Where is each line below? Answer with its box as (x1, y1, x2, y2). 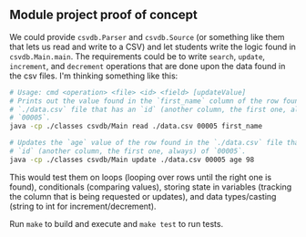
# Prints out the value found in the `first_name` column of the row (9, 96, 280, 106)
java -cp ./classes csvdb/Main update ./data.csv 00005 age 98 (9, 155, 255, 164)
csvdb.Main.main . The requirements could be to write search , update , (9, 50, 266, 62)
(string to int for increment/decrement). (9, 201, 157, 211)
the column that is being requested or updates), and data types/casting (9, 191, 277, 201)
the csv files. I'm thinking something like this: (9, 70, 178, 81)
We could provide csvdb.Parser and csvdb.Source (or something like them (9, 31, 285, 42)
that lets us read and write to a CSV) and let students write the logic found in (9, 41, 296, 52)
